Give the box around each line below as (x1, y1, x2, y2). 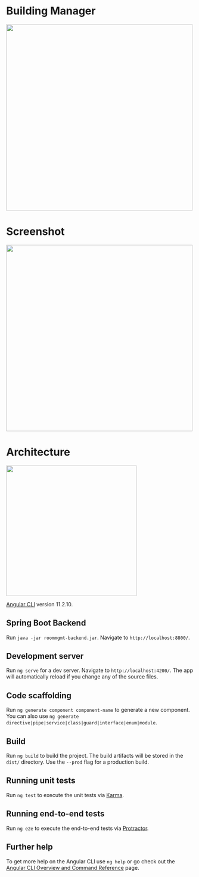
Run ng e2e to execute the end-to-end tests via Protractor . (6, 825, 149, 832)
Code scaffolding (6, 690, 71, 701)
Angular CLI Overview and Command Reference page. (6, 864, 139, 871)
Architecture (6, 445, 70, 459)
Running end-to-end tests (6, 809, 105, 819)
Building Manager (6, 4, 96, 18)
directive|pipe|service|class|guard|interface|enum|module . (6, 719, 157, 726)
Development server (6, 651, 84, 661)
